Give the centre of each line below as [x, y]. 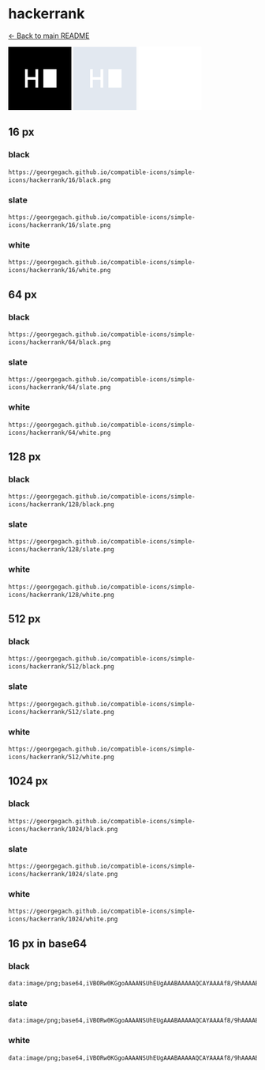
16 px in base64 [48, 943]
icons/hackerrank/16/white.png [60, 270]
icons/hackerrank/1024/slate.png [63, 875]
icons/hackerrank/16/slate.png [60, 225]
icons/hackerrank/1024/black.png [63, 829]
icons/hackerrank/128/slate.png [61, 550]
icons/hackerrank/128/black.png [61, 505]
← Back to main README [49, 36]
